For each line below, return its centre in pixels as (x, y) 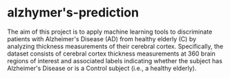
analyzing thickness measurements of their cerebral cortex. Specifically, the (115, 46)
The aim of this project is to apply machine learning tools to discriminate (110, 32)
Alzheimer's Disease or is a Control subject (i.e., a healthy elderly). (102, 68)
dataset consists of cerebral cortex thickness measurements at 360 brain (111, 54)
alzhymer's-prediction (73, 13)
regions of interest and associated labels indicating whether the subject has (115, 60)
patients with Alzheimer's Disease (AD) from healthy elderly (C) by (102, 38)
